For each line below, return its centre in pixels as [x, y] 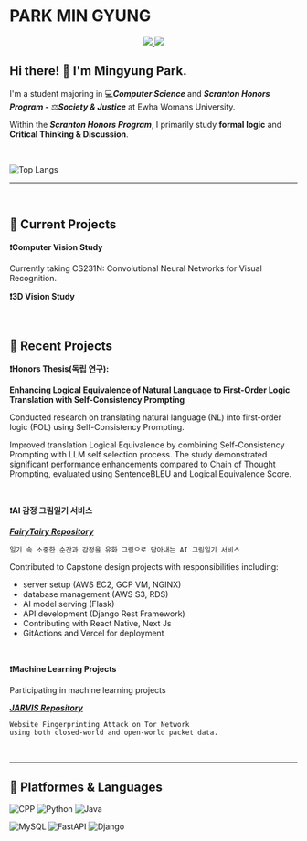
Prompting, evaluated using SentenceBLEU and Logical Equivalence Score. [151, 474]
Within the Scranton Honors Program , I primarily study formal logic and [146, 124]
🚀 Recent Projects [61, 346]
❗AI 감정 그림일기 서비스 [51, 510]
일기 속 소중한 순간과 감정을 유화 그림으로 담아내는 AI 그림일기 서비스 [125, 550]
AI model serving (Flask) [69, 604]
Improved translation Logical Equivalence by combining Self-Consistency [147, 445]
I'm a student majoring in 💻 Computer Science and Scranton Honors [140, 93]
